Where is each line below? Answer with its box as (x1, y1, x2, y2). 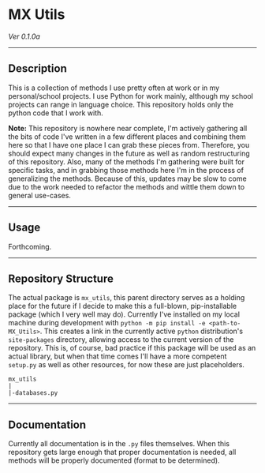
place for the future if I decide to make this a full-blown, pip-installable (8, 302, 237, 311)
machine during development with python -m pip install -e (8, 318, 206, 328)
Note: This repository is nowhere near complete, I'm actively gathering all (8, 123, 248, 133)
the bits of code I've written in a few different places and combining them (8, 132, 246, 141)
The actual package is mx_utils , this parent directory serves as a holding (8, 293, 245, 302)
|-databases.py (8, 389, 58, 397)
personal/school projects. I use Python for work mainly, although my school (8, 91, 254, 100)
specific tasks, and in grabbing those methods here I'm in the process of (8, 165, 244, 175)
